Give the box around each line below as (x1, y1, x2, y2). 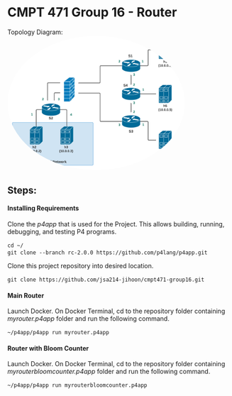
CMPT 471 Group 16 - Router (7, 4, 177, 21)
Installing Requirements (7, 204, 79, 213)
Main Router (7, 291, 45, 299)
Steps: (7, 184, 37, 196)
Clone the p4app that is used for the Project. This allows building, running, (7, 219, 225, 228)
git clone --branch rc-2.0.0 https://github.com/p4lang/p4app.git (7, 249, 208, 256)
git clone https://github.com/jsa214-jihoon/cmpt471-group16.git (7, 276, 204, 283)
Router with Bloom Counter (7, 343, 89, 352)
